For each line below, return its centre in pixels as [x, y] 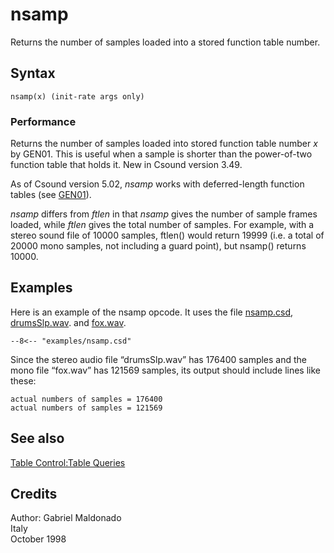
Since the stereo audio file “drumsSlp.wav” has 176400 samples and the [159, 359]
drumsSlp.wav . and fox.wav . [68, 322]
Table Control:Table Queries [68, 462]
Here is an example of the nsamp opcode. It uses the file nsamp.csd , [152, 312]
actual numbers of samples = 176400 [86, 399]
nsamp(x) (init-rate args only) [77, 96]
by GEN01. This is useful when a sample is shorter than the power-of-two [161, 154]
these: [23, 380]
